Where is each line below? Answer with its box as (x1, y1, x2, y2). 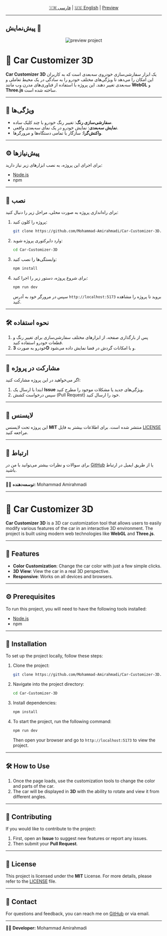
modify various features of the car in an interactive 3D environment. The (5, 525, 153, 531)
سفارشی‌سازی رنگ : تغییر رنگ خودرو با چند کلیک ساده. (12, 119, 113, 125)
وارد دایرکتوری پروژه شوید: (12, 238, 63, 244)
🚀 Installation (5, 639, 47, 648)
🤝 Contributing (5, 813, 52, 821)
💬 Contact (5, 897, 37, 906)
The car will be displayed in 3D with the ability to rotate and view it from (12, 788, 160, 794)
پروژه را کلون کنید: (12, 219, 48, 225)
